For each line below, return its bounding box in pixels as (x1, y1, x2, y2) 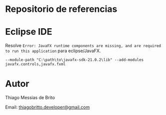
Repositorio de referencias (5, 3, 118, 15)
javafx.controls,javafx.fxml (5, 62, 66, 67)
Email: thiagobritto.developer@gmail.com (5, 104, 90, 110)
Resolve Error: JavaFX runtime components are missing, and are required (5, 43, 161, 49)
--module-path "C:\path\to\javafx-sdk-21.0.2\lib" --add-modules (5, 57, 144, 62)
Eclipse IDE (5, 26, 52, 38)
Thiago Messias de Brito (5, 95, 55, 101)
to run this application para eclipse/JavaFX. (5, 48, 101, 54)
